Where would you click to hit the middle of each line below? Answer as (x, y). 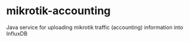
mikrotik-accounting (59, 11)
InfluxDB (17, 33)
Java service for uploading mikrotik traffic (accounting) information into (95, 27)
